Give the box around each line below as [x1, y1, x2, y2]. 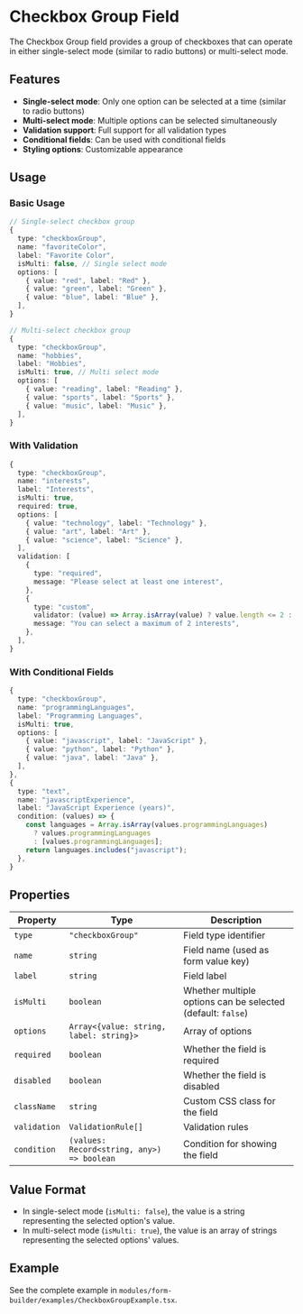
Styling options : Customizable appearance [22, 143, 183, 154]
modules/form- [118, 1286, 172, 1295]
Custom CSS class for [183, 1095, 276, 1107]
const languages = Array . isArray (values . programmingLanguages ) [25, 821, 269, 830]
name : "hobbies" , [17, 351, 83, 360]
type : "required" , [32, 569, 103, 578]
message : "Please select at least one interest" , [32, 577, 224, 586]
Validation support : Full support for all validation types [22, 124, 227, 135]
